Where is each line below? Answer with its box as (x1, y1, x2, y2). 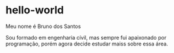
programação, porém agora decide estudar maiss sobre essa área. (5, 40, 168, 47)
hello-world (5, 3, 65, 17)
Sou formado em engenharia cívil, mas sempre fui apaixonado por (5, 34, 167, 41)
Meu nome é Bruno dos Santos (5, 23, 81, 30)
